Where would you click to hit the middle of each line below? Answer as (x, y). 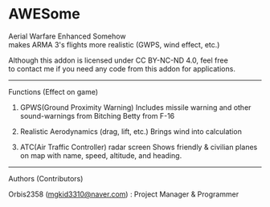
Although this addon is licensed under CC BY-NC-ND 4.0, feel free (119, 60)
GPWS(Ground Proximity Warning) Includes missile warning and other (135, 107)
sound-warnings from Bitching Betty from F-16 (97, 116)
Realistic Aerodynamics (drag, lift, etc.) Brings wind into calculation (131, 131)
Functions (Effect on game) (53, 91)
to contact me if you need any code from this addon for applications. (122, 68)
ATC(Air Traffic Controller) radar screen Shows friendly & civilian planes (139, 147)
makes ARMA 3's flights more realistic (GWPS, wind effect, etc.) (114, 44)
